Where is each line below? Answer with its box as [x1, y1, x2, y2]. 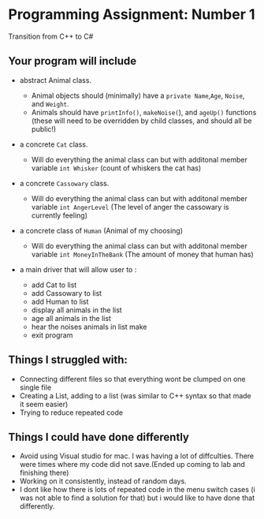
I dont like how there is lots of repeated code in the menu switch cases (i [19, 485, 256, 495]
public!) [31, 124, 57, 133]
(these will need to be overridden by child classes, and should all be [31, 116, 252, 125]
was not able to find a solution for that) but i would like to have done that [19, 493, 255, 502]
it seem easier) [19, 399, 69, 409]
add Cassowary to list [31, 288, 102, 297]
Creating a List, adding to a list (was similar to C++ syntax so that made [19, 390, 252, 400]
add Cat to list [31, 280, 77, 289]
